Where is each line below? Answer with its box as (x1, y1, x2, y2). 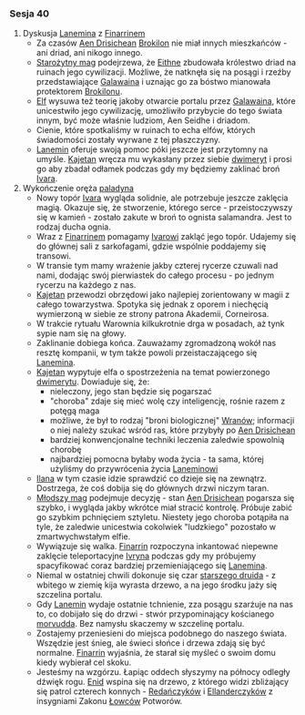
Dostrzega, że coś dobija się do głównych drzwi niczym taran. (36, 483, 269, 494)
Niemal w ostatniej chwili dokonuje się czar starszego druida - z (36, 570, 276, 581)
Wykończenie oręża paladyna (22, 183, 135, 194)
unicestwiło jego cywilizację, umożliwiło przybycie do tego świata (36, 106, 282, 117)
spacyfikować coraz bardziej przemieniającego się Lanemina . (36, 560, 268, 571)
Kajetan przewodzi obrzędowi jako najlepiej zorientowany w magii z (36, 290, 290, 301)
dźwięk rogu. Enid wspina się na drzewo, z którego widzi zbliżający (36, 677, 290, 688)
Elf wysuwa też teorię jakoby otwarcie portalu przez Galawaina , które (36, 96, 296, 107)
